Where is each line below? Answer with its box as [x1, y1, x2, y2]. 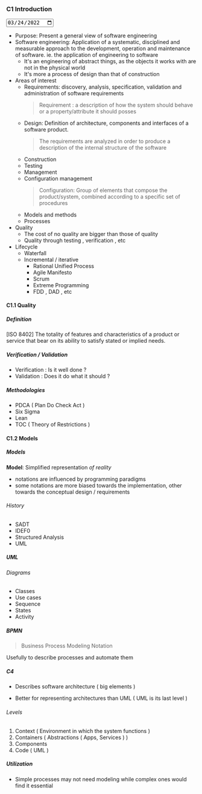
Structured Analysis [14, 533, 65, 541]
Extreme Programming [33, 281, 89, 288]
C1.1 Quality [6, 302, 36, 309]
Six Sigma [14, 408, 40, 415]
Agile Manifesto [33, 268, 72, 276]
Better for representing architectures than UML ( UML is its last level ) [14, 694, 188, 702]
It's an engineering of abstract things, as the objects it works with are [24, 57, 197, 65]
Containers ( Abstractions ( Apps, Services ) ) [14, 734, 128, 741]
